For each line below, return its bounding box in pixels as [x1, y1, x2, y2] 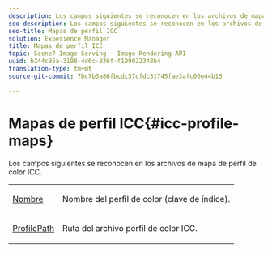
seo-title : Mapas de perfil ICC [8, 27, 117, 35]
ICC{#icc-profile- [119, 114, 240, 132]
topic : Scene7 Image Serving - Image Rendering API [8, 49, 186, 58]
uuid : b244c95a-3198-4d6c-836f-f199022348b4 [8, 58, 161, 66]
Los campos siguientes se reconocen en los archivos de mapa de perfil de [8, 158, 257, 168]
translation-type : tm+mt [8, 65, 92, 73]
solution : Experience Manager [8, 34, 111, 43]
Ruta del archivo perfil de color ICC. [62, 222, 198, 234]
